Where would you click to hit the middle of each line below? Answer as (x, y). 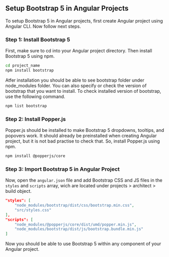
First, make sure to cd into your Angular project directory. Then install (79, 51)
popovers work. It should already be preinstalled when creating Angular (81, 136)
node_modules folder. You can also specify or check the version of (76, 85)
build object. (18, 191)
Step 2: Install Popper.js (35, 119)
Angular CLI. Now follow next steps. (43, 26)
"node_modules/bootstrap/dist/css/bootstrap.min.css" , (74, 205)
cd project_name (23, 66)
